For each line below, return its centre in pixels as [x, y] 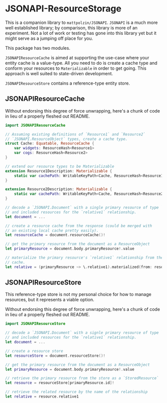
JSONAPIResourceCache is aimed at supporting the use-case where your [77, 57]
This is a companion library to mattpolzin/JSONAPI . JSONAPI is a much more [82, 22]
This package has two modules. [38, 48]
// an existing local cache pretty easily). [52, 230]
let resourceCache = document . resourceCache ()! [55, 235]
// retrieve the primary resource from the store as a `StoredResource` [82, 378]
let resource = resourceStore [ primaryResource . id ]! [60, 383]
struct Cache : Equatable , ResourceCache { [50, 143]
